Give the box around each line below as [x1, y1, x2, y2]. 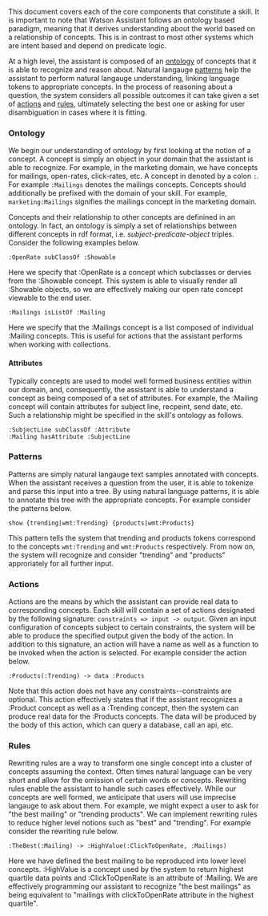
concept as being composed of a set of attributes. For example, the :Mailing [8, 393, 258, 403]
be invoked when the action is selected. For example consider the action [8, 648, 247, 658]
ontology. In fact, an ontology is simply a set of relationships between [8, 221, 238, 231]
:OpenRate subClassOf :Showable [8, 253, 116, 261]
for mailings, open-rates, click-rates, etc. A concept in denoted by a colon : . [8, 172, 259, 181]
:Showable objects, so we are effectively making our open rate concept [8, 285, 243, 294]
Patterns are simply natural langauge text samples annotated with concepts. [8, 469, 259, 479]
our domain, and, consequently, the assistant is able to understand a [8, 384, 234, 394]
